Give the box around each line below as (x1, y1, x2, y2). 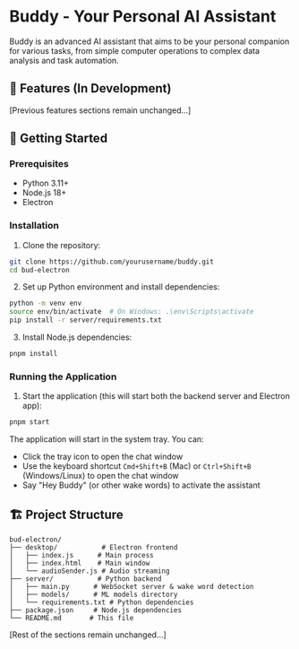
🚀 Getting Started (9, 131, 108, 146)
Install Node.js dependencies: (21, 332, 132, 342)
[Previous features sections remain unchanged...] (9, 105, 192, 116)
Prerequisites (9, 158, 69, 170)
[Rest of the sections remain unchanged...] (9, 629, 167, 640)
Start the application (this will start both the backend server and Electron (21, 391, 291, 402)
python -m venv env (9, 299, 82, 308)
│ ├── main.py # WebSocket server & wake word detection (9, 582, 254, 591)
